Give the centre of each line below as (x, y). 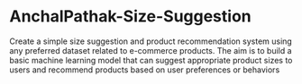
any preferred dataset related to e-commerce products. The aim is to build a (151, 50)
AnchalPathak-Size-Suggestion (130, 17)
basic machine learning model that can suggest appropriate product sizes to (151, 60)
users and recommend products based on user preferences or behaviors (145, 70)
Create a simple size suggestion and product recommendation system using (151, 41)
